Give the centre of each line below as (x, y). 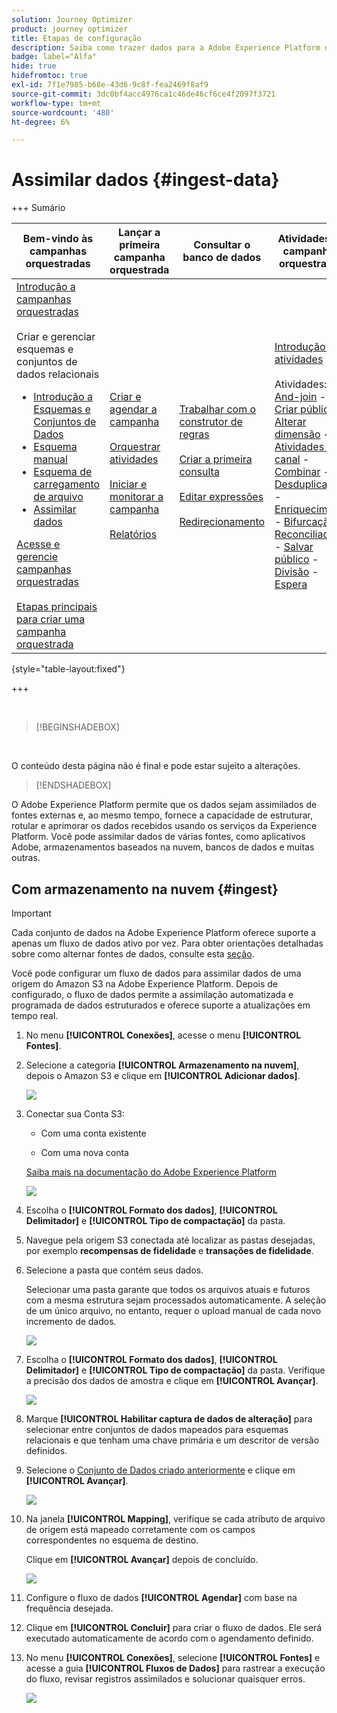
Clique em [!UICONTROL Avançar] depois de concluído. (142, 1559)
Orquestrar (135, 447)
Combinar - (302, 472)
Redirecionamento (222, 522)
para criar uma (51, 619)
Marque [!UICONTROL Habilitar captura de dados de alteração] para (169, 1419)
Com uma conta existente (93, 1133)
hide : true (34, 66)
